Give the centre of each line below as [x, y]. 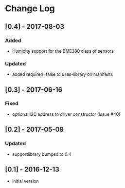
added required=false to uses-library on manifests [62, 74]
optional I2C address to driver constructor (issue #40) [66, 114]
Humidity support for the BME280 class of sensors [63, 51]
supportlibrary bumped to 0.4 [42, 154]
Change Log [30, 9]
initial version [25, 181]
